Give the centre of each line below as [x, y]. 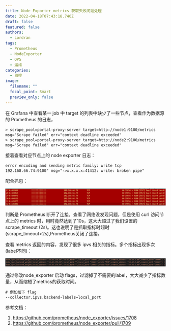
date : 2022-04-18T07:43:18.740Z [39, 16]
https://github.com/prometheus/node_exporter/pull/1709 [72, 323]
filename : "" [24, 86]
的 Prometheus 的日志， [31, 119]
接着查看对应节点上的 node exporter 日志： [50, 155]
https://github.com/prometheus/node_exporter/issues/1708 [75, 318]
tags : [11, 43]
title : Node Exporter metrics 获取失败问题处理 [53, 11]
